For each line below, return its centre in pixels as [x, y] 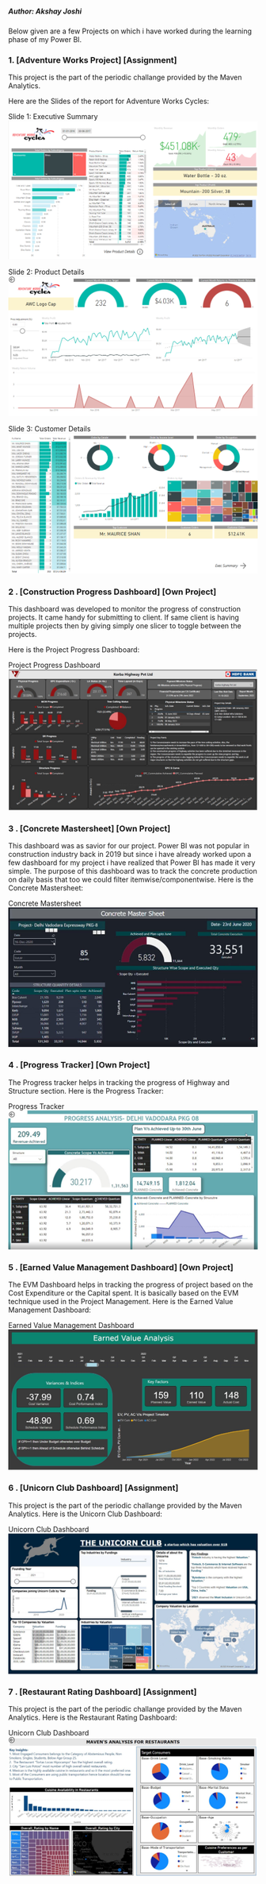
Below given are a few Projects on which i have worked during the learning [130, 31]
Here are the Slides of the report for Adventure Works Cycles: [109, 101]
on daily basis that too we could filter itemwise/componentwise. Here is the [131, 880]
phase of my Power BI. [45, 39]
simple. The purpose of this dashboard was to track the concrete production [133, 871]
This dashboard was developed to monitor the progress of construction [125, 609]
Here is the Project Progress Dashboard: [74, 650]
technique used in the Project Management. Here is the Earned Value [121, 1302]
